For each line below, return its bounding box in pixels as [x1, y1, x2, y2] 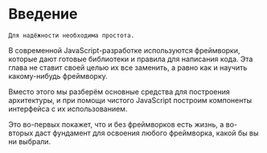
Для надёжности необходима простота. [8, 31, 135, 39]
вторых [8, 128, 34, 138]
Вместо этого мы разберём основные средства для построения [8, 86, 231, 97]
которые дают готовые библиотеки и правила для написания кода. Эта [8, 54, 253, 64]
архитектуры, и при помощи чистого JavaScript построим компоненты [8, 95, 252, 105]
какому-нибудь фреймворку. [8, 71, 109, 81]
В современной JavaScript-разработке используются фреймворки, [8, 45, 240, 55]
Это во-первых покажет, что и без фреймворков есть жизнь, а [8, 119, 224, 129]
